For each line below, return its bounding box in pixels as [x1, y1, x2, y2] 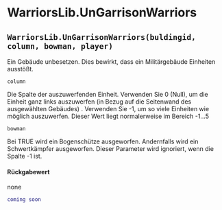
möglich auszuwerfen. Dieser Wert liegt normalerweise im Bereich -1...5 [7, 112, 210, 120]
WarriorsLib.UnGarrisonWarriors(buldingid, [7, 32, 197, 42]
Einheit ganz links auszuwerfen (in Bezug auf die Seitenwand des [7, 97, 192, 106]
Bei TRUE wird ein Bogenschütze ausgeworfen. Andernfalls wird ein [7, 137, 199, 145]
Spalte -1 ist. [7, 152, 42, 160]
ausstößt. [7, 65, 34, 73]
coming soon [7, 196, 41, 203]
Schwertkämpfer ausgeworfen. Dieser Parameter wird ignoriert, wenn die [7, 145, 214, 152]
